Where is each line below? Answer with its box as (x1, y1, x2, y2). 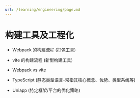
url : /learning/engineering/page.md (5, 7, 80, 12)
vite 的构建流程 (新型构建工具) (12, 57, 73, 63)
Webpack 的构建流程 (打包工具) (12, 47, 76, 53)
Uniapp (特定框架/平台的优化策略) (12, 87, 81, 93)
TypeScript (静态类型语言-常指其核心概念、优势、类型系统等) (12, 77, 136, 83)
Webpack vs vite (12, 67, 46, 73)
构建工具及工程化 (5, 30, 75, 40)
